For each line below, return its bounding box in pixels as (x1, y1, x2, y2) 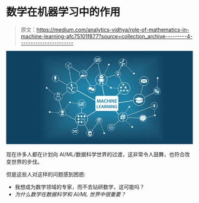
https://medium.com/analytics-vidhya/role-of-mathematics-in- (36, 26, 190, 33)
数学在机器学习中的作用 (6, 5, 121, 19)
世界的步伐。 (11, 158, 43, 165)
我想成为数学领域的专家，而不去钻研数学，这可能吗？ (14, 183, 145, 190)
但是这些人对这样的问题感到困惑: (6, 170, 86, 178)
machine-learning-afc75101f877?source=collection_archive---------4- (20, 33, 193, 40)
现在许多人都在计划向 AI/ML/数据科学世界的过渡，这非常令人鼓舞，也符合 (6, 150, 185, 157)
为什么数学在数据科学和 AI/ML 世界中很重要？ (14, 191, 126, 198)
